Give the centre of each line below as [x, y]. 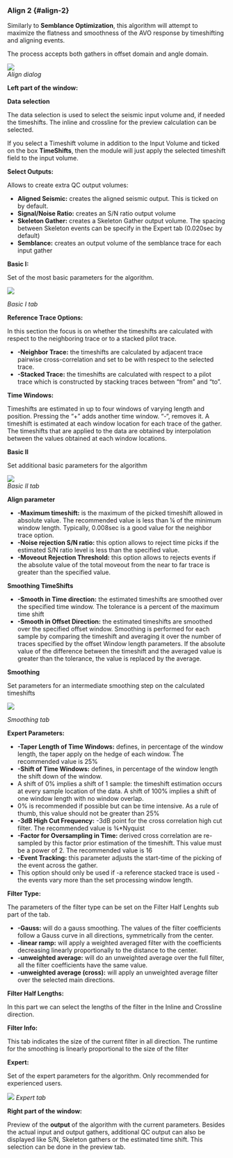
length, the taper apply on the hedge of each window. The [101, 754]
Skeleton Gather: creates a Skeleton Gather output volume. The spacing [121, 221]
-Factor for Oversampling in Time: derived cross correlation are [110, 836]
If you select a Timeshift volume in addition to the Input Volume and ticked [113, 143]
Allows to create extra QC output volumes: [68, 185]
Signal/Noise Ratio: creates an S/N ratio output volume [96, 213]
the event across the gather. [58, 865]
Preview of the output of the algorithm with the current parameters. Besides [116, 1125]
